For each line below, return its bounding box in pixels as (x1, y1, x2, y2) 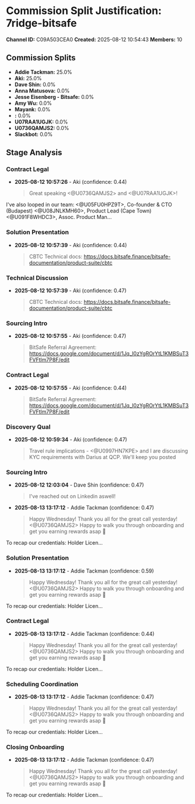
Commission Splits (6, 53, 76, 63)
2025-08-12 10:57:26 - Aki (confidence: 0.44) (14, 179, 127, 186)
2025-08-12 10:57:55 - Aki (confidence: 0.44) (14, 384, 127, 391)
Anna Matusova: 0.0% (14, 87, 70, 94)
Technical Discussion (6, 273, 68, 282)
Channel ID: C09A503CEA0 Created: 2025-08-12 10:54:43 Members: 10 (6, 36, 183, 43)
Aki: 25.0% (14, 74, 42, 81)
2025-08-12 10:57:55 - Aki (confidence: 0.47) (14, 333, 127, 340)
